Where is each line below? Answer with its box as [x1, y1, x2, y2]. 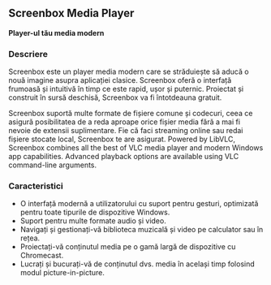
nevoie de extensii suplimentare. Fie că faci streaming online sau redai [8, 126, 243, 136]
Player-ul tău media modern [8, 28, 105, 37]
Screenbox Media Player [8, 6, 135, 20]
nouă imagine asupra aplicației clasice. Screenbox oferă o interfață [8, 76, 232, 85]
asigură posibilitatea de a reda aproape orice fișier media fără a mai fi [8, 117, 241, 127]
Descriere [8, 48, 49, 59]
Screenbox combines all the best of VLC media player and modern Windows [8, 143, 264, 153]
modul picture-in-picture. [19, 268, 105, 278]
